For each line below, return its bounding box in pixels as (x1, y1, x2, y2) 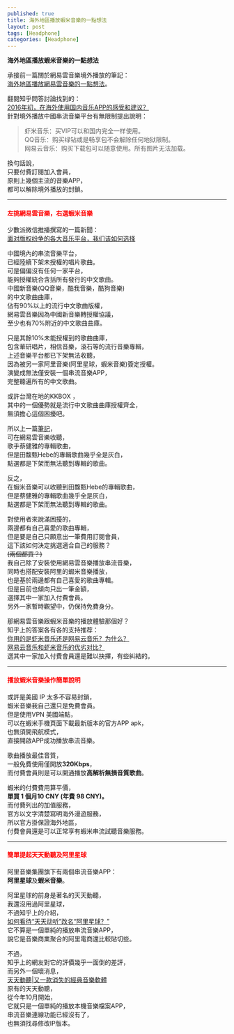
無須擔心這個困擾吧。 (7, 409, 68, 418)
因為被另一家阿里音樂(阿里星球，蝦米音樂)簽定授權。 (7, 360, 159, 368)
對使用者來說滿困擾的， (7, 515, 75, 524)
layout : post (7, 23, 45, 30)
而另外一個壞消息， (7, 966, 63, 975)
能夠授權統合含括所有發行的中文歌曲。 (7, 275, 117, 284)
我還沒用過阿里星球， (7, 899, 68, 908)
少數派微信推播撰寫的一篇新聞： (7, 226, 99, 234)
